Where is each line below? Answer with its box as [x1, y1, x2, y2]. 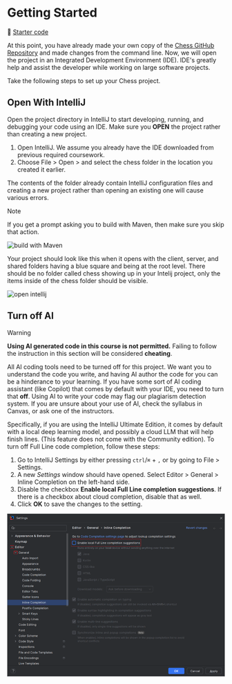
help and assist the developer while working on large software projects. [7, 63, 211, 71]
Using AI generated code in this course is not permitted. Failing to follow [7, 341, 217, 350]
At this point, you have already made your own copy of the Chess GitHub [7, 41, 215, 49]
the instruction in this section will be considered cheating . [7, 349, 173, 357]
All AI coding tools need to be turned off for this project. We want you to [7, 362, 212, 371]
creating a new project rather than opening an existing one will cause [7, 186, 204, 195]
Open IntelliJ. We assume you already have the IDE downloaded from [17, 143, 214, 152]
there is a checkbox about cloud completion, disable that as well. [17, 492, 202, 501]
